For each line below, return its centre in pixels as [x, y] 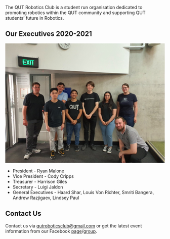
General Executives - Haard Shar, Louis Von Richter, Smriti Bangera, [83, 192]
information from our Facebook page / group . [51, 231]
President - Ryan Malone [38, 171]
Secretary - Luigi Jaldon [38, 187]
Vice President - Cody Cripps [43, 176]
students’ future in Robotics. [35, 18]
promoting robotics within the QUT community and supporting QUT [75, 13]
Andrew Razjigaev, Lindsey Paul [46, 198]
